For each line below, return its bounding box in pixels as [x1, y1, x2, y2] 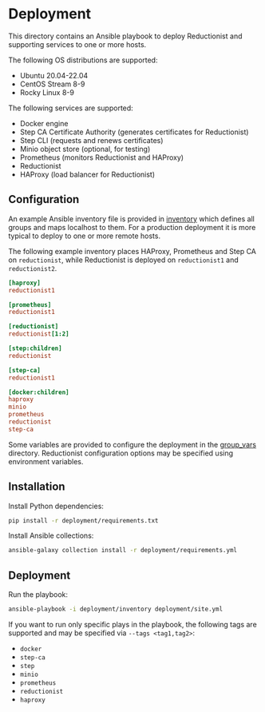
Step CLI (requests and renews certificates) [19, 135, 164, 145]
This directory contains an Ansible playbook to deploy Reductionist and [8, 31, 243, 41]
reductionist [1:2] [8, 330, 69, 338]
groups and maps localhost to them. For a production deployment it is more [8, 222, 256, 232]
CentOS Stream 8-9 [19, 79, 85, 89]
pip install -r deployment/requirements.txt [8, 516, 159, 524]
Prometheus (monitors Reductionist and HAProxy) [19, 153, 184, 162]
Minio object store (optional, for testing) [19, 144, 151, 153]
